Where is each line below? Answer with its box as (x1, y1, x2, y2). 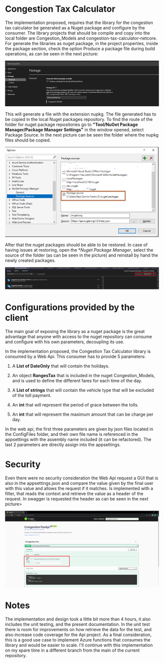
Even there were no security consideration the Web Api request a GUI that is (5, 475, 159, 481)
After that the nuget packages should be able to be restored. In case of (5, 241, 148, 248)
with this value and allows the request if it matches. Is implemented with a (5, 485, 153, 491)
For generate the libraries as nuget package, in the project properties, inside (5, 40, 159, 46)
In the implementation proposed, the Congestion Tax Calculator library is (5, 348, 151, 354)
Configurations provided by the (5, 302, 135, 313)
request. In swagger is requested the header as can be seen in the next (5, 496, 149, 501)
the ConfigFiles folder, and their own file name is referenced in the (5, 431, 138, 437)
